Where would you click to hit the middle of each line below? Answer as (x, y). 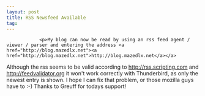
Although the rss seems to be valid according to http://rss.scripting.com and (102, 67)
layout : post (23, 12)
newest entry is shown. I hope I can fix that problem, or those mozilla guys (100, 80)
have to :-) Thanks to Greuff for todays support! (66, 86)
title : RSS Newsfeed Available (46, 18)
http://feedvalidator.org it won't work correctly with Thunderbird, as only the (102, 74)
